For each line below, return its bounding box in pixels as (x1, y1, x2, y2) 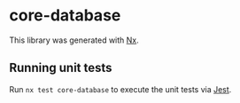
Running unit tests (9, 60, 112, 75)
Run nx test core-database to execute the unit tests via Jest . (9, 83, 232, 94)
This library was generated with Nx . (9, 35, 139, 45)
